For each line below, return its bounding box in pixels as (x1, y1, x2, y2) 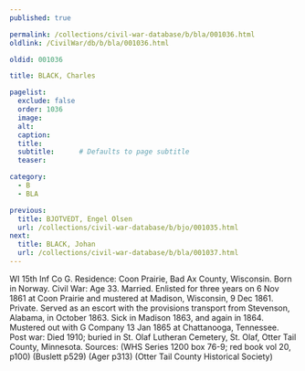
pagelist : (9, 88, 47, 97)
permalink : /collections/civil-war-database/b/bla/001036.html (9, 29, 256, 39)
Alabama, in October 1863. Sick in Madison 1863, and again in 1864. (9, 312, 265, 323)
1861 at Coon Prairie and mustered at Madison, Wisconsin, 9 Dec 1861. (9, 292, 274, 303)
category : (9, 173, 47, 182)
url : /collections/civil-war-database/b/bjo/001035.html (17, 223, 239, 232)
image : (17, 113, 43, 122)
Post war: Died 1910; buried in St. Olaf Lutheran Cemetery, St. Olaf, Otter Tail (9, 331, 297, 343)
